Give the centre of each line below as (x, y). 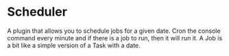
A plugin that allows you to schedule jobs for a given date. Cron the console (114, 31)
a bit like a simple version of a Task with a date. (74, 45)
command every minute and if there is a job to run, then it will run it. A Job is (115, 38)
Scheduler (37, 12)
